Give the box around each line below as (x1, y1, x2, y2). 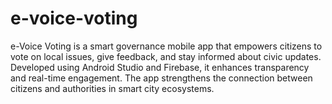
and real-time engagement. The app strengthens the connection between (10, 72, 313, 84)
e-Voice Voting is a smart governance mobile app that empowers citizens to (10, 40, 323, 52)
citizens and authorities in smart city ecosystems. (10, 82, 215, 94)
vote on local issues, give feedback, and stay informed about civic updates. (10, 50, 322, 62)
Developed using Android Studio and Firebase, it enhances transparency (10, 61, 310, 73)
